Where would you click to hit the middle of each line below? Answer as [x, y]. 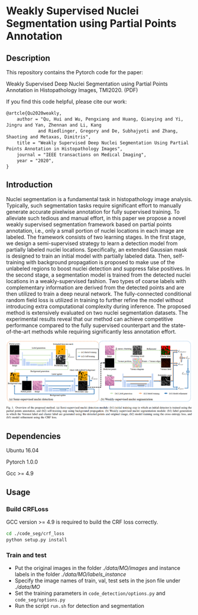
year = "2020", [35, 161]
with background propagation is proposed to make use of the [100, 262]
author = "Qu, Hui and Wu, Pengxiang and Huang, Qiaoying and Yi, [100, 119]
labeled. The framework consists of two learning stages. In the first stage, [96, 237]
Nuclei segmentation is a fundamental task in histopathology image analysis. [99, 199]
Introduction [30, 185]
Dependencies [33, 436]
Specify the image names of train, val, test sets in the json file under [98, 581]
